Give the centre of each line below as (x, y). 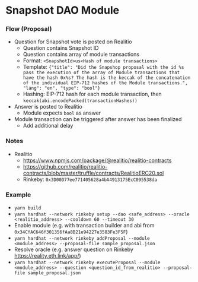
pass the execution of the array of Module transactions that (101, 73)
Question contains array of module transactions (81, 55)
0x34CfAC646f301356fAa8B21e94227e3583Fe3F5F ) (71, 232)
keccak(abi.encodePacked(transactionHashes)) (80, 101)
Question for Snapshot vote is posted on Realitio (73, 42)
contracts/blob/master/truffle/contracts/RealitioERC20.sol (93, 173)
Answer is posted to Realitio (48, 107)
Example (18, 195)
